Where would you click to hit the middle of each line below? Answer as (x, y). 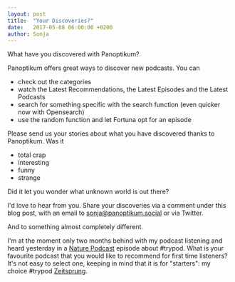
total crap (32, 155)
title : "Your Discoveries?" (51, 21)
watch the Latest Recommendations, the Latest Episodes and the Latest (123, 89)
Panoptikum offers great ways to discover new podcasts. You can (104, 68)
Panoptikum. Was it (36, 141)
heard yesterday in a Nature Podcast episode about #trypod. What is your (116, 248)
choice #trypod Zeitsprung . (47, 271)
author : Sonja (28, 34)
